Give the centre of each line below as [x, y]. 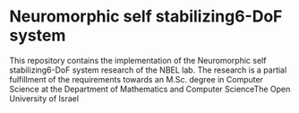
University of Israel [44, 98]
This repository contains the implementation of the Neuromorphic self [138, 60]
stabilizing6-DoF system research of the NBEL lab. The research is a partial [148, 70]
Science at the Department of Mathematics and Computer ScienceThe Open [150, 89]
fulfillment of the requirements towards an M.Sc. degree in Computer [137, 79]
